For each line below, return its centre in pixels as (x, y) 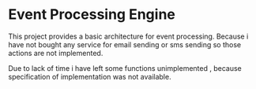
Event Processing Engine (92, 15)
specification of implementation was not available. (90, 76)
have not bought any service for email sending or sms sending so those (125, 44)
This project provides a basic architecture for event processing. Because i (128, 36)
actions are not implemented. (56, 53)
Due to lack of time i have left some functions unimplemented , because (125, 68)
